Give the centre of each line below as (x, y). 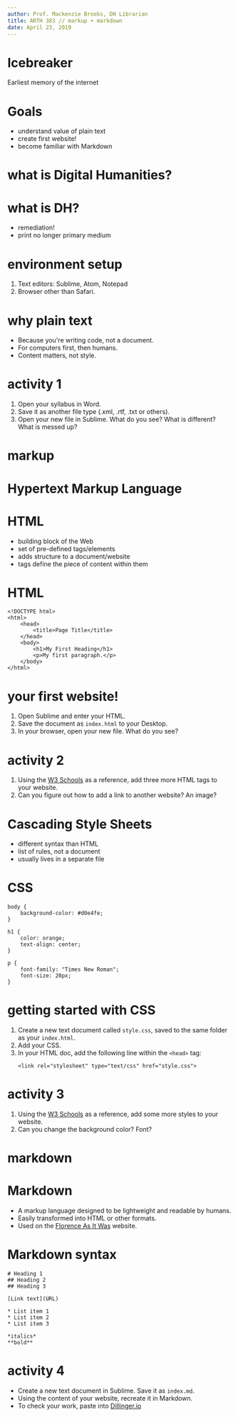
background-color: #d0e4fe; (62, 913)
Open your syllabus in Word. (59, 404)
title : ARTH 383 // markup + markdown (65, 21)
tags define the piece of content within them (83, 564)
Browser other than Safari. (56, 292)
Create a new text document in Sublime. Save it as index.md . (106, 1391)
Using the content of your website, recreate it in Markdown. (105, 1398)
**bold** (20, 1343)
